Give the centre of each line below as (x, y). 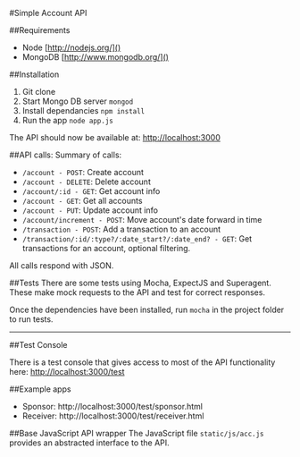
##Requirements (40, 30)
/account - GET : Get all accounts (82, 201)
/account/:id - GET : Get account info (91, 191)
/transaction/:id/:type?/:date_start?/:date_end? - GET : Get (137, 239)
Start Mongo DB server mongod (78, 101)
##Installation (34, 74)
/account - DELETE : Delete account (87, 182)
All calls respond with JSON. (62, 266)
